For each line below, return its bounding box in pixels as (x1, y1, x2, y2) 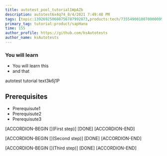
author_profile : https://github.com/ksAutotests (5, 30, 108, 35)
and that (12, 68, 30, 74)
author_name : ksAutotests (5, 35, 59, 40)
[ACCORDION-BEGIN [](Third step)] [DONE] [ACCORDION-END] (5, 145, 137, 151)
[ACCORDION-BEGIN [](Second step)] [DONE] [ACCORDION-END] (5, 135, 142, 141)
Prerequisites (5, 92, 48, 101)
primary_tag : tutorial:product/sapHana (5, 21, 88, 26)
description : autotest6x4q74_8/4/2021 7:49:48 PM (5, 12, 110, 17)
